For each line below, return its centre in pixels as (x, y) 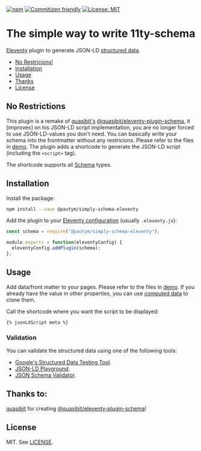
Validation (22, 337)
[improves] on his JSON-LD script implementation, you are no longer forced (100, 127)
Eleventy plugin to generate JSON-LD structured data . (73, 50)
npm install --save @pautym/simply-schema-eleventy (72, 209)
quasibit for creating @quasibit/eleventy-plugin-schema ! (76, 408)
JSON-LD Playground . (42, 369)
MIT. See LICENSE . (30, 442)
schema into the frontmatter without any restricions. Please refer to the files (100, 140)
